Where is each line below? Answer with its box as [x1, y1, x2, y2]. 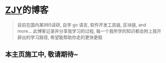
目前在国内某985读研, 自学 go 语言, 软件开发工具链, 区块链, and [17, 22, 146, 28]
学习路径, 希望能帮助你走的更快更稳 [30, 34, 103, 40]
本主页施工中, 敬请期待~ [5, 50, 78, 59]
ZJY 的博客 [5, 4, 49, 16]
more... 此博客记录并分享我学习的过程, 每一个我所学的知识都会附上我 [17, 28, 157, 34]
